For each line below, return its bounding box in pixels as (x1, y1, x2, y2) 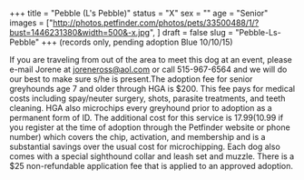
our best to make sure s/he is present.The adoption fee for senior (9, 74, 253, 85)
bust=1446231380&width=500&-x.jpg (9, 27, 151, 37)
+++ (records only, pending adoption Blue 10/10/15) (40, 36, 233, 47)
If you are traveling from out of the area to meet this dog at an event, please (9, 55, 292, 65)
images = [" (9, 17, 54, 28)
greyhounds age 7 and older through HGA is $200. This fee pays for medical (9, 84, 296, 94)
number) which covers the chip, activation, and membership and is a (9, 132, 266, 142)
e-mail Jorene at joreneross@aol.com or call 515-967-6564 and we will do (9, 64, 288, 75)
